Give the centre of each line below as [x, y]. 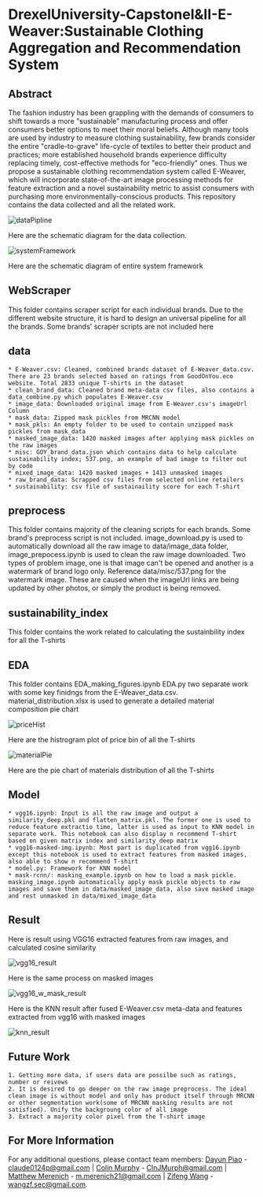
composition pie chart [44, 709]
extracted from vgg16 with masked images [77, 1017]
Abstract [30, 93]
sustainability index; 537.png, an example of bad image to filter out [128, 459]
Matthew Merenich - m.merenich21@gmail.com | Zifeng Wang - [111, 1177]
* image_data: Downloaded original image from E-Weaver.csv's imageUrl [128, 403]
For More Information [61, 1140]
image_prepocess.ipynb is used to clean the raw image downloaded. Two [127, 555]
